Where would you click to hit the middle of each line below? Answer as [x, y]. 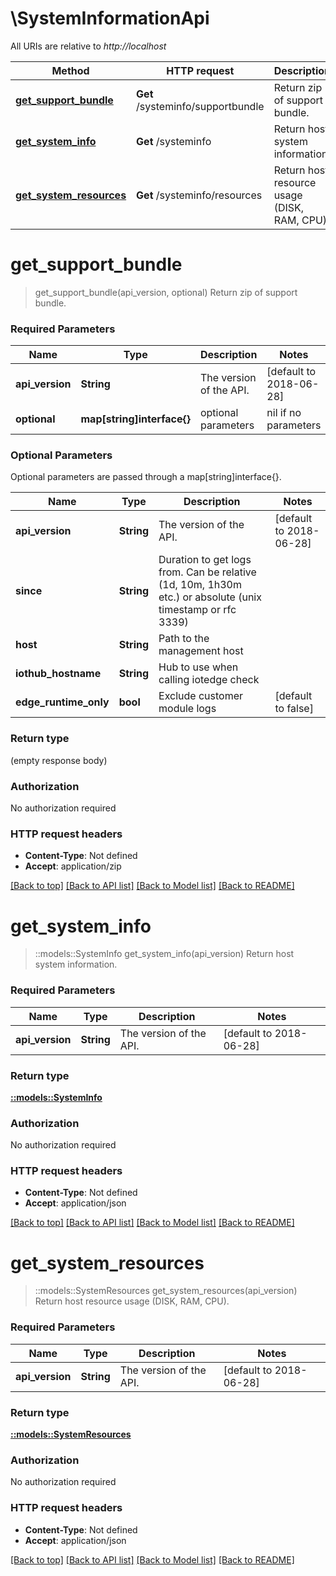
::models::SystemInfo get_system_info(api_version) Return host [164, 954]
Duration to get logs [205, 560]
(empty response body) [59, 760]
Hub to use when [198, 667]
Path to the [184, 639]
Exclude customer [201, 696]
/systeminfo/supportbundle [200, 106]
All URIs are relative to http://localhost [88, 46]
